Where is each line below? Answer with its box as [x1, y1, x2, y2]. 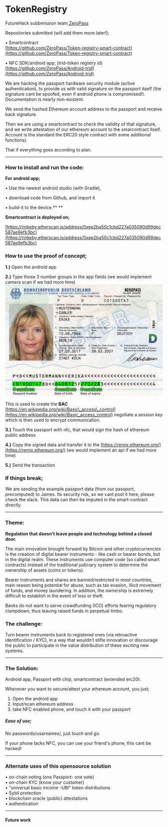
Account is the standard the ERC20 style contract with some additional [5, 131, 151, 137]
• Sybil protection [5, 790, 41, 796]
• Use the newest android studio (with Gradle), [5, 185, 101, 191]
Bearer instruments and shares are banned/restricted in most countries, [5, 577, 153, 583]
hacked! [5, 746, 22, 752]
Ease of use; [5, 718, 32, 724]
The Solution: [5, 665, 39, 672]
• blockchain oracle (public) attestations [5, 795, 88, 801]
